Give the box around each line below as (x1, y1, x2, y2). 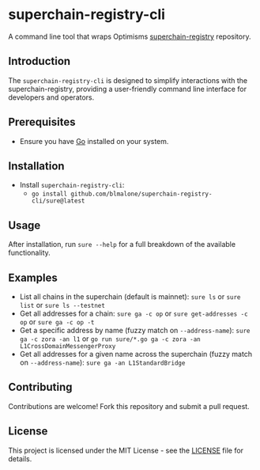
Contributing (8, 381, 73, 394)
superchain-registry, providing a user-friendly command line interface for (8, 84, 247, 93)
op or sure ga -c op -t (19, 317, 95, 326)
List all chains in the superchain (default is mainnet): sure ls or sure (19, 292, 241, 301)
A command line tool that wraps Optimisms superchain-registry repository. (8, 32, 251, 41)
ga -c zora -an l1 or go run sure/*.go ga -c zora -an (19, 334, 201, 343)
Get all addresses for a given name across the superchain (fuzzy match (19, 350, 253, 358)
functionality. (8, 248, 51, 258)
